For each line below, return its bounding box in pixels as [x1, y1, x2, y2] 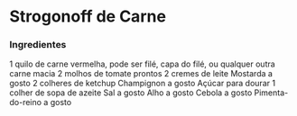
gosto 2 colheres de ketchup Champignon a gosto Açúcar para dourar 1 [9, 78, 276, 89]
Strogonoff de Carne [9, 6, 167, 27]
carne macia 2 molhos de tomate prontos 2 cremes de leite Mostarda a [9, 68, 274, 79]
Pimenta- [254, 87, 289, 98]
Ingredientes [9, 39, 67, 51]
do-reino [9, 97, 42, 108]
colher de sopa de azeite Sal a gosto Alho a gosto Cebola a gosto [9, 87, 253, 98]
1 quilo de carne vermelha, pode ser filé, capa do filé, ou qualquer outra [9, 58, 275, 69]
